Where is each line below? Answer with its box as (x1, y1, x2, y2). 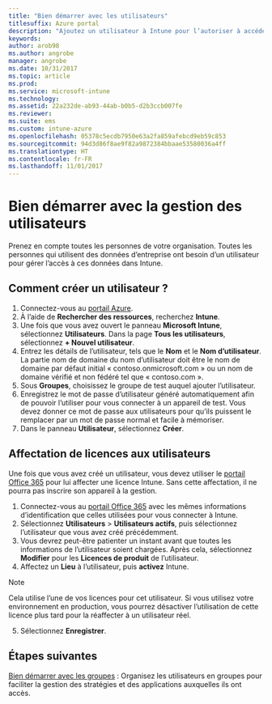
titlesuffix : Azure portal (8, 19, 100, 28)
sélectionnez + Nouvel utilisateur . (19, 337, 135, 347)
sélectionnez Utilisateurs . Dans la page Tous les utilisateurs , (19, 329, 226, 338)
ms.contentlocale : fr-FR (8, 155, 92, 163)
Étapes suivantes (8, 649, 98, 664)
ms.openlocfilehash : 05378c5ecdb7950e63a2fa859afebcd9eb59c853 (8, 132, 227, 140)
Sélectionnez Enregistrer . (19, 626, 107, 635)
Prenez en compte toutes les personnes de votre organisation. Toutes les (8, 241, 253, 251)
